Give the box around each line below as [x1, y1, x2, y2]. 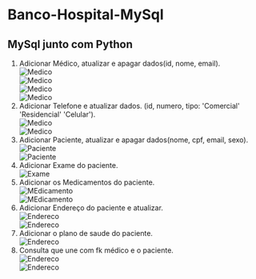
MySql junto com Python [7, 38, 134, 51]
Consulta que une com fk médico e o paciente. [18, 245, 174, 255]
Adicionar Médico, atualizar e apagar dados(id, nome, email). [18, 58, 221, 68]
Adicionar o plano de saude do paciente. [18, 229, 154, 237]
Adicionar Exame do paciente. [18, 161, 118, 169]
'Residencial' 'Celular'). [18, 110, 96, 119]
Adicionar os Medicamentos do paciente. [18, 177, 155, 187]
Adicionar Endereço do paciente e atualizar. [18, 203, 163, 213]
